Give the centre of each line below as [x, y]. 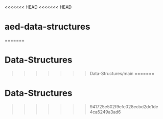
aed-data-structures [47, 27]
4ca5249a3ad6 [105, 112]
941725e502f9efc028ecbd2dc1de [124, 106]
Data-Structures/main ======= [122, 73]
